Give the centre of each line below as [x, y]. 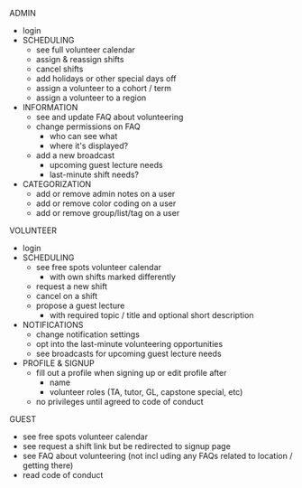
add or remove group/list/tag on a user [108, 213]
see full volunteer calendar [85, 50]
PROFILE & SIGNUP [58, 363]
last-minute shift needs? [94, 174]
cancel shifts [59, 69]
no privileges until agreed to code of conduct [120, 402]
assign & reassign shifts [80, 59]
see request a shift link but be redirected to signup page [127, 446]
